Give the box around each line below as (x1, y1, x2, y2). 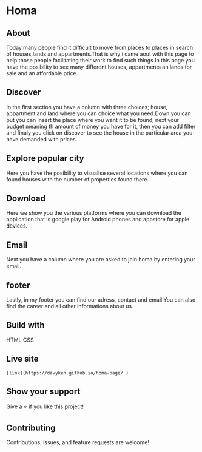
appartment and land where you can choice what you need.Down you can (6, 110, 191, 117)
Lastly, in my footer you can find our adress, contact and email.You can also (6, 296, 196, 303)
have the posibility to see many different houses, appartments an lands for (6, 63, 192, 70)
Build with (6, 320, 45, 331)
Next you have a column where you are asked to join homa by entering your (6, 256, 195, 263)
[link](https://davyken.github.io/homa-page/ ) (6, 369, 129, 376)
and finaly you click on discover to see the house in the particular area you (6, 129, 193, 137)
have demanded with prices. (6, 135, 78, 143)
